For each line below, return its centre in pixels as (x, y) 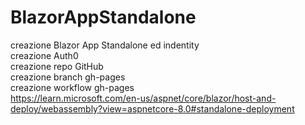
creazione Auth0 (44, 55)
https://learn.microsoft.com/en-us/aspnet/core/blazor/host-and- (143, 98)
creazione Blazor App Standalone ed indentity (105, 45)
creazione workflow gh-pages (72, 87)
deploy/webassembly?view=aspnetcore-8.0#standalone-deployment (152, 108)
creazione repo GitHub (57, 66)
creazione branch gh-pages (68, 77)
